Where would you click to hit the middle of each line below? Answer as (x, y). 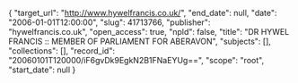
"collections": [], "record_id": (62, 51)
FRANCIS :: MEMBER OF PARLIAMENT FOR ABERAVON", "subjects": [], (140, 41)
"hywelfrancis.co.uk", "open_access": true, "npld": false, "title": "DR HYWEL (149, 32)
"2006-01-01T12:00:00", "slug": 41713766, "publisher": (110, 22)
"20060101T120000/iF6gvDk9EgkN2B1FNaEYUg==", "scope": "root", (136, 60)
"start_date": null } (42, 70)
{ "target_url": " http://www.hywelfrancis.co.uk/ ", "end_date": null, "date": (143, 13)
